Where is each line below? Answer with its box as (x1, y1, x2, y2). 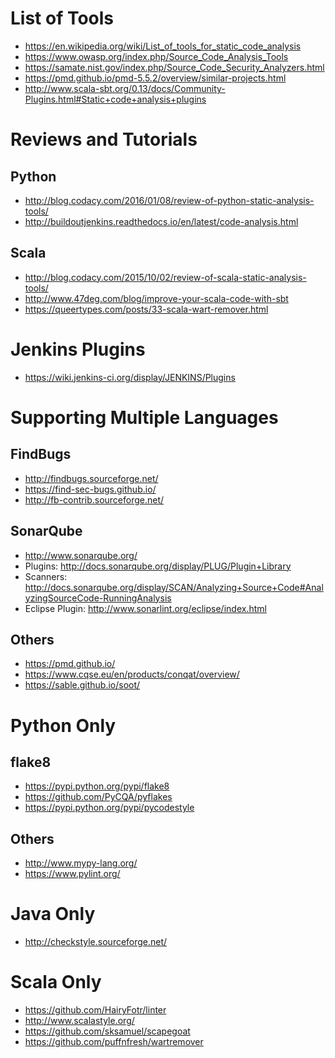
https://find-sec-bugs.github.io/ (24, 483, 157, 495)
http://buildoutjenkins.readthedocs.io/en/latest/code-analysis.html (24, 215, 299, 227)
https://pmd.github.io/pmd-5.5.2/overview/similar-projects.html (24, 72, 287, 84)
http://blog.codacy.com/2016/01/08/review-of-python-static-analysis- (24, 194, 315, 206)
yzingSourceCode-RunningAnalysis (24, 592, 172, 604)
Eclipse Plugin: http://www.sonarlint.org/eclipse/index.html (24, 602, 267, 614)
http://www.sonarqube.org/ (24, 549, 138, 561)
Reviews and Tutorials (10, 128, 198, 151)
